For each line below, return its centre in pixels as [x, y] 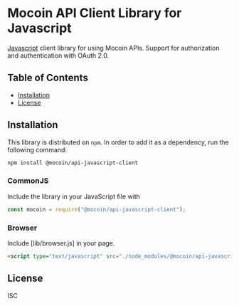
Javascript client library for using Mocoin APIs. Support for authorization [113, 48]
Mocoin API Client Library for [95, 13]
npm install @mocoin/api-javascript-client [73, 163]
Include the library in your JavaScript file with [74, 196]
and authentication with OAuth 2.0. [58, 56]
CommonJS [28, 181]
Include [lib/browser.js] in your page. [61, 243]
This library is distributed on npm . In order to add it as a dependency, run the [118, 142]
